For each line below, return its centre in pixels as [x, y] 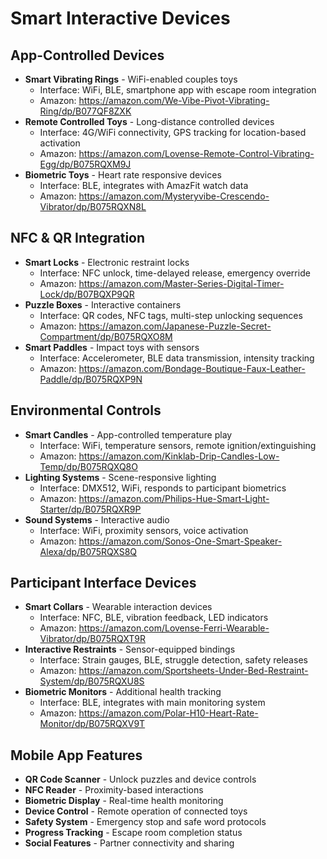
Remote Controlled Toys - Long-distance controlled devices [149, 121]
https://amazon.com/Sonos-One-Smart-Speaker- [180, 541]
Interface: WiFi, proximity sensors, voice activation [144, 530]
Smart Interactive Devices [120, 18]
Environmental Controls [86, 410]
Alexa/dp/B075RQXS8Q [88, 551]
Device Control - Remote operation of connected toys [136, 811]
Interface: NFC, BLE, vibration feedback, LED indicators [154, 618]
